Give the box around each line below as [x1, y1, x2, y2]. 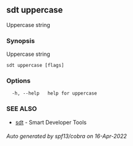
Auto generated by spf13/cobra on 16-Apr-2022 [6, 133, 127, 140]
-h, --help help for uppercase [12, 90, 97, 97]
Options [6, 77, 31, 85]
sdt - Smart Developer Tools [15, 118, 87, 126]
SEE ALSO [6, 104, 37, 113]
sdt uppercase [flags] [6, 63, 64, 69]
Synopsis [6, 36, 35, 45]
